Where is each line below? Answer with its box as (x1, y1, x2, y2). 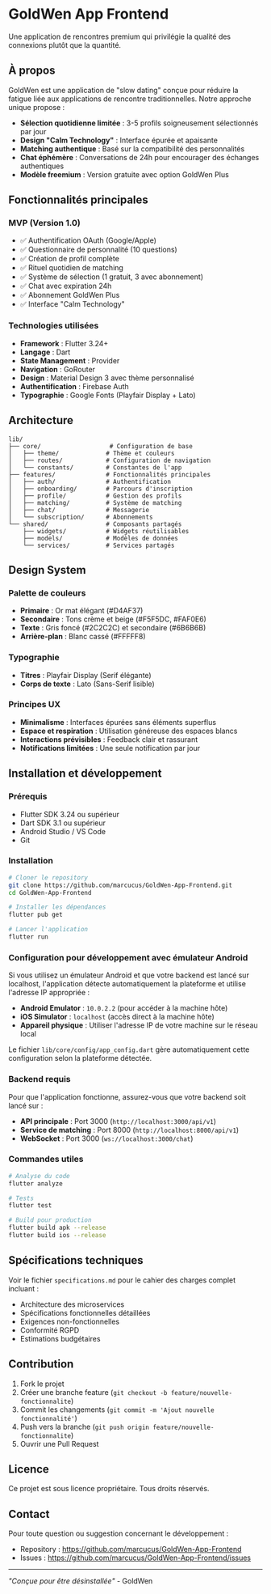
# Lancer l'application (8, 926, 89, 934)
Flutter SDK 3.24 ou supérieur (19, 809, 119, 819)
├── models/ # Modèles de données (23, 534, 179, 542)
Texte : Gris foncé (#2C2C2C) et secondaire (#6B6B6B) (19, 623, 206, 633)
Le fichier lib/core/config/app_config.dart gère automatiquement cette (8, 1045, 250, 1054)
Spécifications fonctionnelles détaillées (19, 1308, 151, 1317)
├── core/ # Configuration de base (8, 442, 194, 450)
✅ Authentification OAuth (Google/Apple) (19, 235, 157, 245)
